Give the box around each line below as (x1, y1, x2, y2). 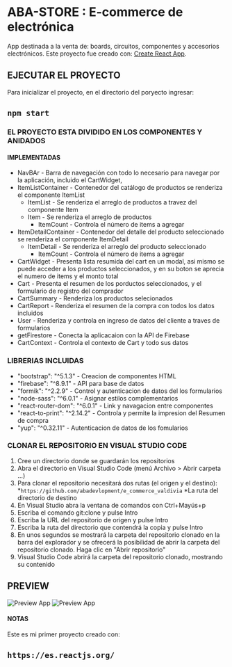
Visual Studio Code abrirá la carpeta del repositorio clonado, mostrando (17, 552, 224, 561)
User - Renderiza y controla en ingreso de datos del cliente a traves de (17, 316, 220, 325)
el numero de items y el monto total (17, 272, 119, 280)
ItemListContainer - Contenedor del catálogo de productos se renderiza (17, 184, 223, 192)
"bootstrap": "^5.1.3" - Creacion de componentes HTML (17, 371, 177, 380)
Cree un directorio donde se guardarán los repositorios (17, 456, 175, 465)
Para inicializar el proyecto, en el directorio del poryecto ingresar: (7, 88, 194, 96)
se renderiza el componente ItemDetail (17, 235, 129, 243)
